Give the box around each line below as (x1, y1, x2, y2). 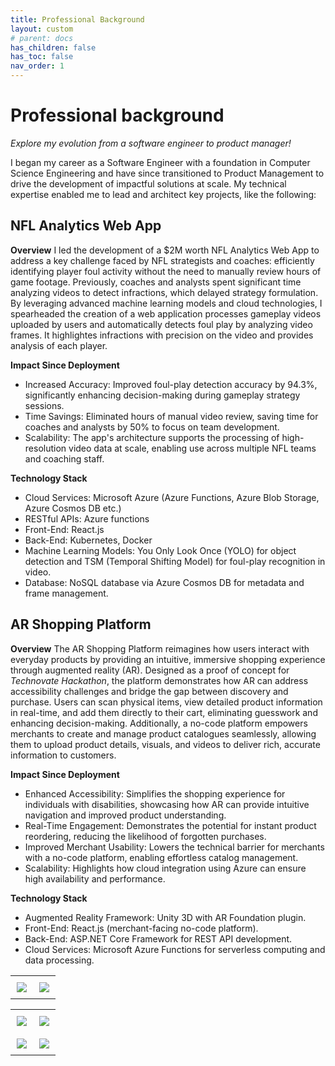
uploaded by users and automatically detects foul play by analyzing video (10, 318, 313, 330)
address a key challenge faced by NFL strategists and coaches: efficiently (10, 254, 315, 266)
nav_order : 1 (10, 61, 65, 71)
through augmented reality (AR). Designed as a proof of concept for (10, 664, 290, 676)
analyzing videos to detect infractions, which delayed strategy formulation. (10, 286, 319, 298)
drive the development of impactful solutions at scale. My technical (10, 177, 287, 190)
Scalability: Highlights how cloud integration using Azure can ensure (24, 862, 307, 874)
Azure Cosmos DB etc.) (24, 502, 122, 514)
